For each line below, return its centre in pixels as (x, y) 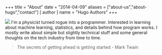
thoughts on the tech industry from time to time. (53, 38)
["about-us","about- (127, 7)
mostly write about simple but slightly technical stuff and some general (76, 33)
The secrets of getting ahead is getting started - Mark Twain (78, 47)
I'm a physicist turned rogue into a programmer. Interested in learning (81, 22)
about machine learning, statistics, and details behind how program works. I (81, 27)
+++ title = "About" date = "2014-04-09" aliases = (56, 7)
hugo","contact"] (22, 12)
